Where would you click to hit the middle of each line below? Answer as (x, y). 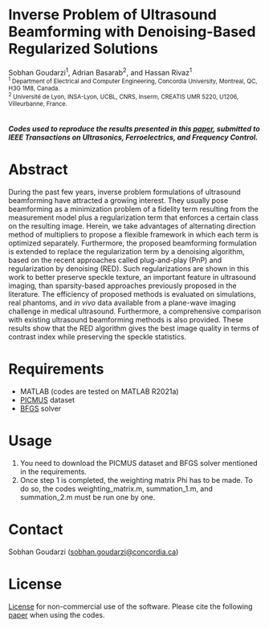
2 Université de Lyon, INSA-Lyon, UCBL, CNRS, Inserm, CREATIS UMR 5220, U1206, (124, 96)
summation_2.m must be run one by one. (88, 497)
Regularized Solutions (83, 49)
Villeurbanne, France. (38, 104)
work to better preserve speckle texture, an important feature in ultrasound (132, 277)
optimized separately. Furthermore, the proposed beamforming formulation (132, 243)
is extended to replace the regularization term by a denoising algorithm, (126, 251)
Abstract (38, 170)
